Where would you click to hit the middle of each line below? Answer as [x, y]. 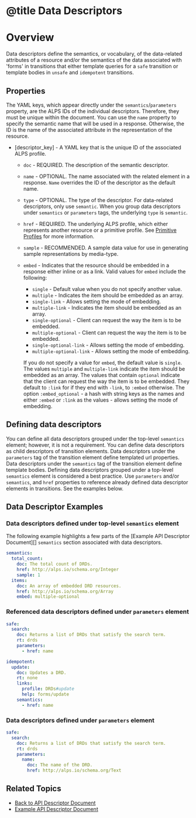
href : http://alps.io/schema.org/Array [65, 591]
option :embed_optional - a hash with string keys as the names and [104, 393]
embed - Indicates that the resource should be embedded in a [96, 265]
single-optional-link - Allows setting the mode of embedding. [108, 345]
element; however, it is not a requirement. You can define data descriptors [95, 445]
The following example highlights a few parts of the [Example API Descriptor [98, 536]
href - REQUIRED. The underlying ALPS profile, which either [96, 224]
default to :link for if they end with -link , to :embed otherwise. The [104, 387]
